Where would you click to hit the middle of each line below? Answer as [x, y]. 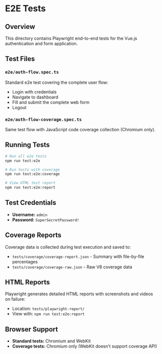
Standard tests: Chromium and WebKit [51, 341]
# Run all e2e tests [26, 156]
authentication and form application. [41, 44]
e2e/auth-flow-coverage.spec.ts [43, 119]
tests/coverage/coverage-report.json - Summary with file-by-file [78, 256]
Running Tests [27, 145]
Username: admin [30, 214]
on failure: [15, 299]
